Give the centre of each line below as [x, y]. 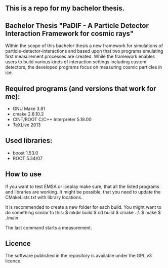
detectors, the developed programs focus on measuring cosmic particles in [84, 67]
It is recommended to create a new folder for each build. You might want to [83, 207]
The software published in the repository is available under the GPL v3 [79, 256]
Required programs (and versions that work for [81, 88]
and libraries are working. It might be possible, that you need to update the [83, 192]
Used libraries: [29, 141]
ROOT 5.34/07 [28, 158]
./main [12, 218]
